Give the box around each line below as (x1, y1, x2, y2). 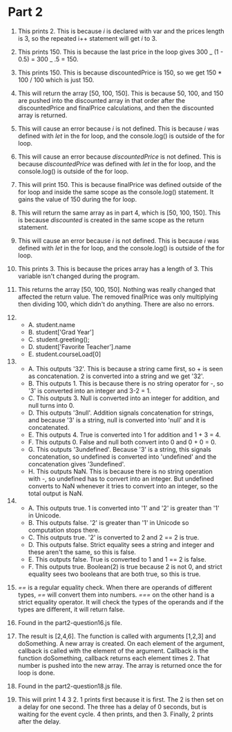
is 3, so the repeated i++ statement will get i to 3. (17, 34, 157, 42)
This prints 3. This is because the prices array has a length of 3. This (17, 264, 213, 273)
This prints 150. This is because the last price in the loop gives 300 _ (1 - (17, 48, 224, 56)
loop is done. (17, 669, 55, 677)
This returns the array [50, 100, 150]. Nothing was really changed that (17, 285, 216, 293)
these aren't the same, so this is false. (28, 548, 137, 556)
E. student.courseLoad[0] (28, 350, 101, 358)
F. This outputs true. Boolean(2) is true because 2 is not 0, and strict (28, 562, 223, 571)
